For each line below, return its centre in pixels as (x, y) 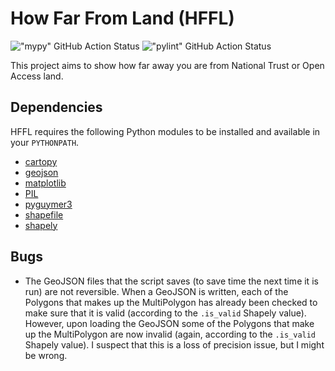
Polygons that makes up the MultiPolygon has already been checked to (171, 302)
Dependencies (56, 107)
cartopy (41, 161)
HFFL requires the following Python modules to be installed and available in (165, 131)
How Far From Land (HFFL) (122, 18)
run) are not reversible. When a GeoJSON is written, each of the (156, 291)
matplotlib (45, 183)
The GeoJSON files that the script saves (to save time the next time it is (171, 281)
